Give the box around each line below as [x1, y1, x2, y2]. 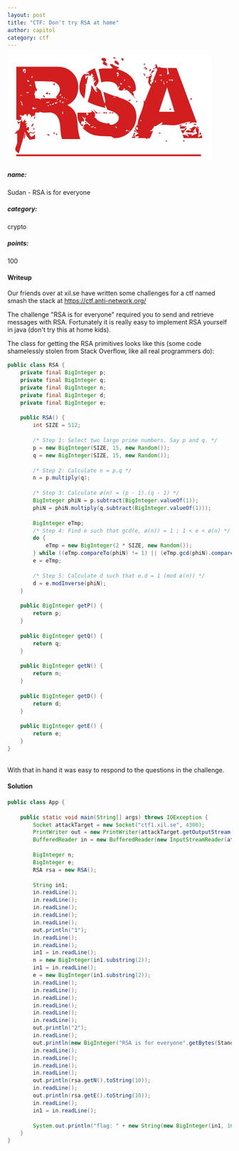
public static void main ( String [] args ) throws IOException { [20, 814, 208, 821]
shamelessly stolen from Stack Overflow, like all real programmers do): [7, 347, 215, 356]
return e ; [33, 730, 62, 737]
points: [7, 239, 29, 247]
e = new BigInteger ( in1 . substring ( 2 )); [33, 972, 152, 979]
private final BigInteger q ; [20, 377, 107, 384]
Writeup [7, 273, 32, 282]
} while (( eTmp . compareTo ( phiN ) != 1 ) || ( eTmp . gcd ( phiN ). [33, 550, 212, 557]
